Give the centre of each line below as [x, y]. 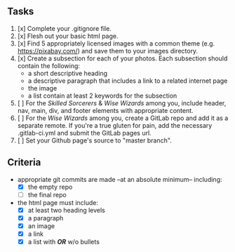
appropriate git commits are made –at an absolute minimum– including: [120, 179]
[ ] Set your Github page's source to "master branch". [94, 140]
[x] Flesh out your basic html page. [68, 36]
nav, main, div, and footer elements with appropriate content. [106, 110]
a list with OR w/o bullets [64, 242]
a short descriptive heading [67, 73]
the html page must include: [58, 202]
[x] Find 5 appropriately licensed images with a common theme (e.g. [116, 43]
